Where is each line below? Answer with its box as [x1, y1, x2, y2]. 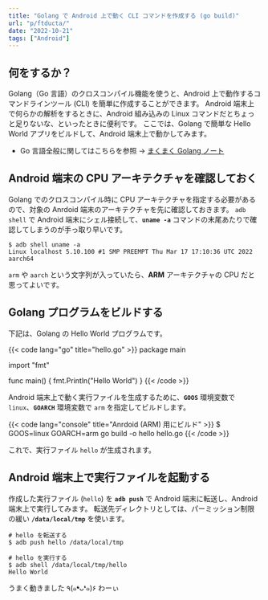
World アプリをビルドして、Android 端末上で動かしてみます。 [8, 129, 211, 139]
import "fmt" [8, 360, 50, 369]
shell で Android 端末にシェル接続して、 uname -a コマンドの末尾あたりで [8, 214, 250, 224]
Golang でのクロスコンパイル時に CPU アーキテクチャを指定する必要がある [8, 194, 257, 204]
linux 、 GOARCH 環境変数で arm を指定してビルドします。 [8, 402, 191, 412]
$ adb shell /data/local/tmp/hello [8, 561, 128, 569]
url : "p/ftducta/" [8, 19, 70, 27]
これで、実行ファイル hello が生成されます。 [8, 445, 156, 455]
